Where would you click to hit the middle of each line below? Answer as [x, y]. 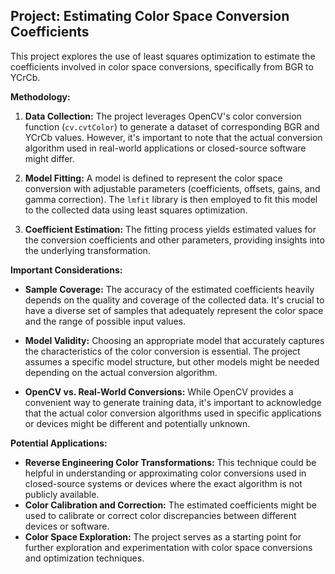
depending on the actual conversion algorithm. [121, 372]
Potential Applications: [59, 443]
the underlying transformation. [87, 250]
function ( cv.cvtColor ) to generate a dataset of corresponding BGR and [172, 126]
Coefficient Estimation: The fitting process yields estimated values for [170, 229]
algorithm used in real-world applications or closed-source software [165, 148]
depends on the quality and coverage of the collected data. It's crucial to [174, 300]
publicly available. [62, 494]
